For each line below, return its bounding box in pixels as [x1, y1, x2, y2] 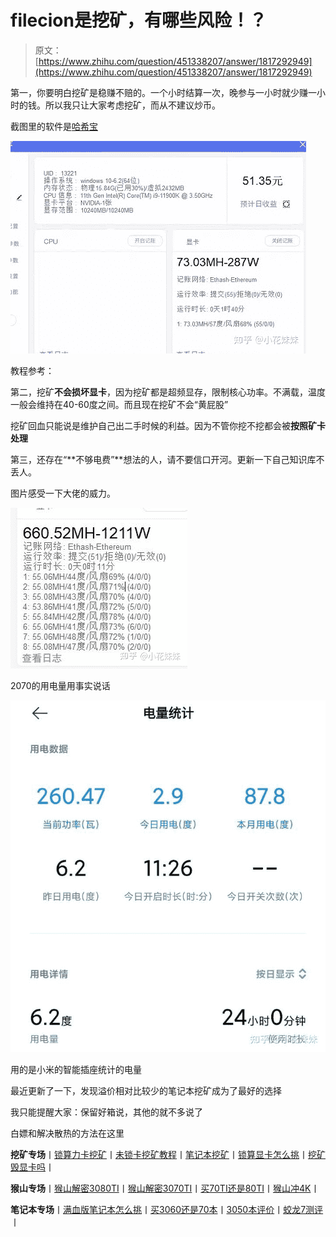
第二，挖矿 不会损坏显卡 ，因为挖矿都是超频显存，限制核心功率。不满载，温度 [10, 386, 326, 398]
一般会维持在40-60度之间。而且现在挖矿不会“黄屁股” [10, 398, 229, 410]
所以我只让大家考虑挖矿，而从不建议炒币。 [44, 99, 221, 111]
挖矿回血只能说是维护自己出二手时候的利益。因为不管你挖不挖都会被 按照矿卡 [10, 419, 326, 431]
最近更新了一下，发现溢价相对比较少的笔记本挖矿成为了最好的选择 [10, 1085, 282, 1097]
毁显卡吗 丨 [10, 1161, 55, 1173]
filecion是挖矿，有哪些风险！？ [10, 9, 267, 32]
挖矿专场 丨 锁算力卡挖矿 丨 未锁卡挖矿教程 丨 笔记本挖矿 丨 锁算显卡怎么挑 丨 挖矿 [10, 1149, 326, 1161]
